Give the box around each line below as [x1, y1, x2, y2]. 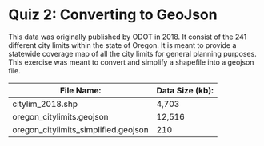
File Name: [59, 85, 102, 96]
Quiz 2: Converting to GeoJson [8, 6, 218, 24]
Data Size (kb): [156, 85, 214, 96]
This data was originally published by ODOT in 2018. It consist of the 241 [8, 32, 247, 41]
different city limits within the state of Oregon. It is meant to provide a [8, 40, 237, 49]
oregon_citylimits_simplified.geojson [12, 124, 150, 135]
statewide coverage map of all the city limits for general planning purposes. [8, 49, 258, 58]
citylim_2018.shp [12, 98, 78, 109]
